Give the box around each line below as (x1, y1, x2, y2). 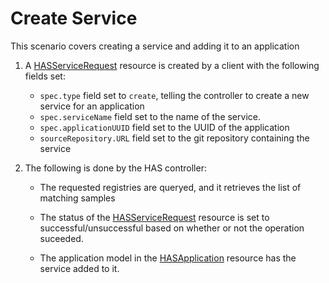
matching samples (39, 192, 116, 204)
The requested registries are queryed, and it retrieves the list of (39, 181, 302, 193)
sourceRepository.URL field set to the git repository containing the (39, 132, 310, 144)
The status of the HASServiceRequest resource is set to (39, 211, 270, 223)
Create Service (10, 7, 138, 30)
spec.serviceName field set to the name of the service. (39, 110, 261, 122)
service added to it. (39, 262, 120, 274)
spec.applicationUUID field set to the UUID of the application (39, 121, 290, 133)
